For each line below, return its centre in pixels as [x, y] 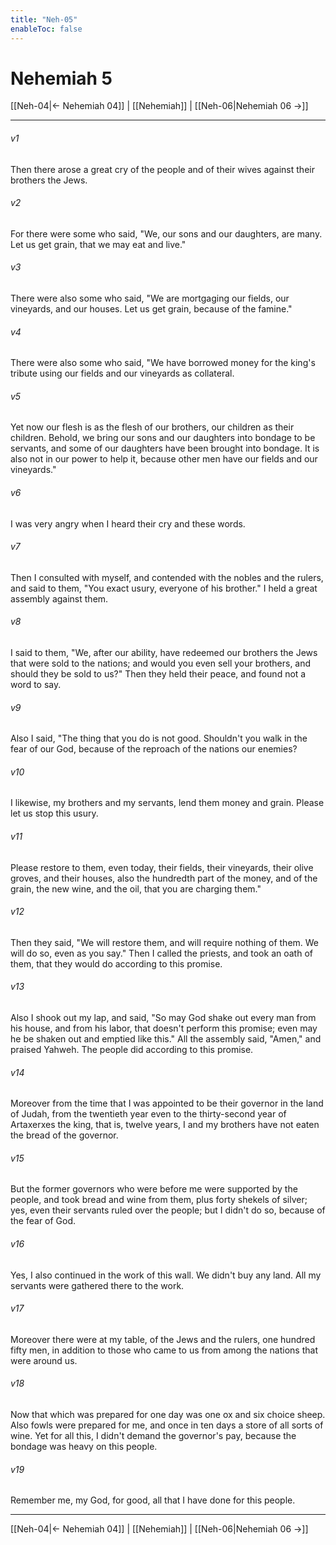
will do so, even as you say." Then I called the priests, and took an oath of [161, 953]
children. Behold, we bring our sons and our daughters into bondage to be [163, 438]
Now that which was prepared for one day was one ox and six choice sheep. [168, 1415]
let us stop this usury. [54, 813]
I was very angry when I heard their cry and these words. [128, 523]
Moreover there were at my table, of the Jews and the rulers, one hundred [163, 1339]
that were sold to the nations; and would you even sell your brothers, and [161, 663]
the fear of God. [43, 1221]
